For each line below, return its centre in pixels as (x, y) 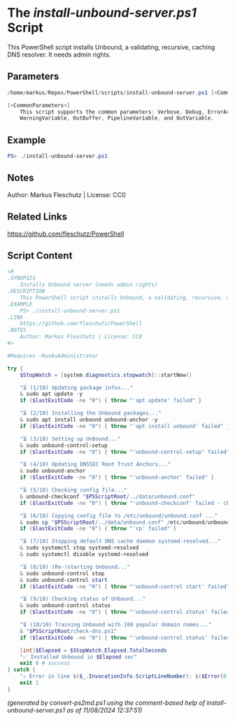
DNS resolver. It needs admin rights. (59, 55)
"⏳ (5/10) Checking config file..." (73, 490)
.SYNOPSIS (22, 278)
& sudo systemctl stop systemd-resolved (79, 548)
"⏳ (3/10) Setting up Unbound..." (70, 438)
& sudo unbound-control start (64, 580)
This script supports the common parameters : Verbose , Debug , (112, 112)
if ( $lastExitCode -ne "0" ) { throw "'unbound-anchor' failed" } (117, 478)
